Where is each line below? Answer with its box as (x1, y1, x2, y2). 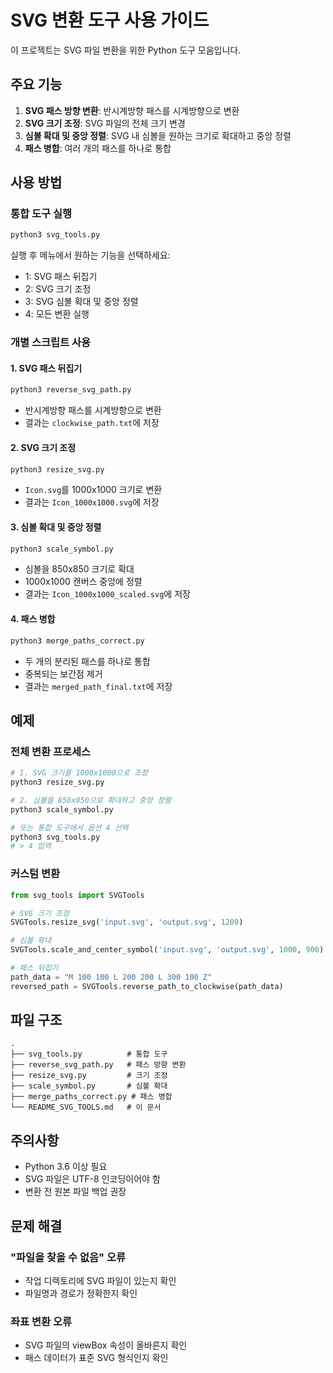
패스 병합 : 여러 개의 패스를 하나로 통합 (24, 142, 172, 154)
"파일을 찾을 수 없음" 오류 (10, 1250, 127, 1264)
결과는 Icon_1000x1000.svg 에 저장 (24, 496, 160, 508)
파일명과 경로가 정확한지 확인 (24, 1287, 138, 1299)
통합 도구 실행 (10, 207, 73, 221)
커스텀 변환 (10, 867, 61, 881)
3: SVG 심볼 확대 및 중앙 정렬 (24, 296, 139, 308)
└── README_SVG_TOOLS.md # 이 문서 (10, 1102, 162, 1113)
